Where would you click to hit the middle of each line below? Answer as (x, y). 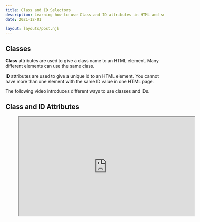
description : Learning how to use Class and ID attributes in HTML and (82, 15)
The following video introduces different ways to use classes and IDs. (77, 91)
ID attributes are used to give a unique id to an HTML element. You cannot (82, 76)
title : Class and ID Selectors (38, 10)
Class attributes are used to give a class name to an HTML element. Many (82, 61)
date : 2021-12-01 (23, 19)
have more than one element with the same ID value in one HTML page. (80, 82)
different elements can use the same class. (50, 66)
